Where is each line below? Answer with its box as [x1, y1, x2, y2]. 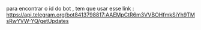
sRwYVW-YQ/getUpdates [6, 18, 69, 24]
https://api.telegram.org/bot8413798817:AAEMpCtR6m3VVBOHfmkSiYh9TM [6, 11, 195, 18]
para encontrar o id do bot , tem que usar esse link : [6, 5, 134, 12]
